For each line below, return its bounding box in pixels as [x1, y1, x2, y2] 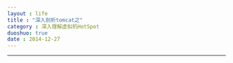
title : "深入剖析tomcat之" [7, 17, 83, 24]
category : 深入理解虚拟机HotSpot [7, 23, 100, 30]
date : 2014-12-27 [7, 36, 60, 43]
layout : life [7, 10, 49, 17]
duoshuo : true [7, 29, 49, 37]
